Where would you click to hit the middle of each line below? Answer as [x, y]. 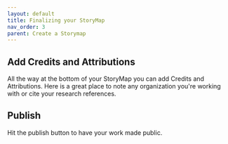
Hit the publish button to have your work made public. [85, 132]
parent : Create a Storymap [47, 33]
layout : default [31, 14]
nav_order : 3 [26, 27]
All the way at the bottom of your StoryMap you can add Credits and [106, 79]
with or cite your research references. [62, 94]
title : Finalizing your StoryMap [56, 20]
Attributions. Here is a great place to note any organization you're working [114, 86]
